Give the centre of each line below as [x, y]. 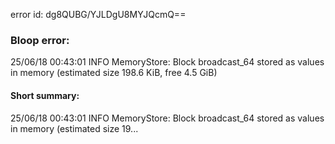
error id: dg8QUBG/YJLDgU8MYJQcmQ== [98, 14]
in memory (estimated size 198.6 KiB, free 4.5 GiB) [114, 73]
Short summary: [45, 95]
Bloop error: [40, 40]
